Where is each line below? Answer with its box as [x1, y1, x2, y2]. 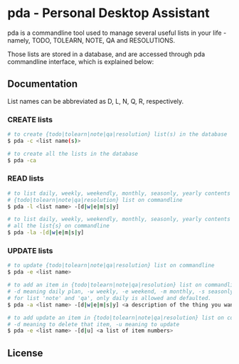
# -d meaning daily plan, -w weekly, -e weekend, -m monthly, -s [7, 288, 205, 296]
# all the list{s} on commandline [7, 223, 110, 230]
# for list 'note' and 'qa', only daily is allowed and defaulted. [7, 294, 212, 301]
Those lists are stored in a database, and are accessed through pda [7, 50, 206, 58]
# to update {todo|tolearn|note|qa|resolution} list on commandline [7, 262, 215, 269]
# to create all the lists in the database [7, 150, 139, 157]
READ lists [7, 173, 44, 183]
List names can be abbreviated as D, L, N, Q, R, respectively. [7, 97, 184, 105]
